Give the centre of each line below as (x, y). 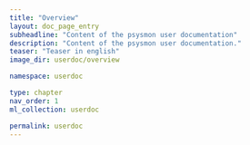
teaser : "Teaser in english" (65, 52)
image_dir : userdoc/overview (65, 60)
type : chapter (36, 92)
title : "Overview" (44, 18)
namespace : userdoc (46, 77)
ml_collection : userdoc (55, 110)
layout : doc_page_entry (55, 26)
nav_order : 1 (34, 101)
